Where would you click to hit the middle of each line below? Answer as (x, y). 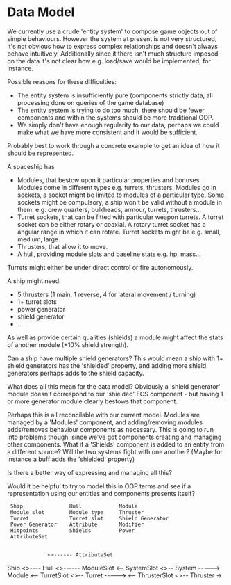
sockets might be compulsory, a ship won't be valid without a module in (119, 202)
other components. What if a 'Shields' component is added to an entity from (116, 444)
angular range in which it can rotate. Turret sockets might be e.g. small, (119, 232)
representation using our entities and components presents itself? (101, 493)
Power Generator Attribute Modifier (77, 524)
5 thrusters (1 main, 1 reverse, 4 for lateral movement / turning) (106, 294)
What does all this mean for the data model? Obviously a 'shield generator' (114, 386)
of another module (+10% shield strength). (68, 344)
